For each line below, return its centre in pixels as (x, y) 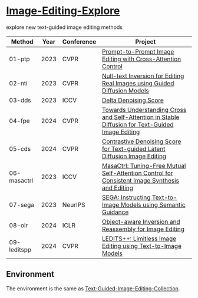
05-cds (20, 148)
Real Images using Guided (138, 83)
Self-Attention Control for (138, 173)
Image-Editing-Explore (63, 11)
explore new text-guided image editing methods (64, 27)
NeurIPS (74, 204)
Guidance (115, 212)
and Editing (118, 188)
